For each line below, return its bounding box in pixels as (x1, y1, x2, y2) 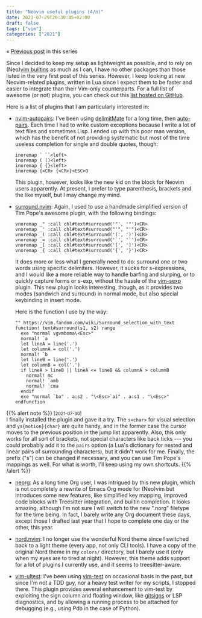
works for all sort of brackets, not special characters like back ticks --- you (6, 435, 192, 443)
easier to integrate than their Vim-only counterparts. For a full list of (6, 85, 174, 92)
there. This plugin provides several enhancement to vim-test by (14, 585, 173, 593)
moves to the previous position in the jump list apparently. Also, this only (6, 429, 186, 436)
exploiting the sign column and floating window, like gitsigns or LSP (14, 592, 183, 599)
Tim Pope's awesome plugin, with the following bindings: (14, 209, 157, 217)
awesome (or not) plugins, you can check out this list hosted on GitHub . (6, 92, 185, 99)
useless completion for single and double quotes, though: (14, 140, 159, 148)
